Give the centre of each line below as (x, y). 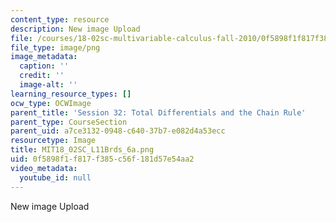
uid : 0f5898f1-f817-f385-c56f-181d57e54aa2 (102, 159)
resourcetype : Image (53, 141)
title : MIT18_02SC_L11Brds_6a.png (82, 150)
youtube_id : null (55, 177)
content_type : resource (60, 19)
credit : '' (42, 76)
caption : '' (44, 66)
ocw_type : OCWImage (51, 103)
